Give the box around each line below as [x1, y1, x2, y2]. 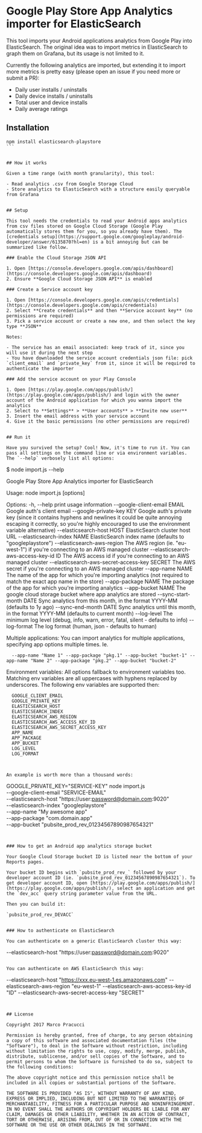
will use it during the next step [6, 350, 93, 356]
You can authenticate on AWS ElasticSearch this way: [6, 965, 145, 971]
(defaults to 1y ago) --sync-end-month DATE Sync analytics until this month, [6, 603, 196, 610]
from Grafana [6, 191, 39, 197]
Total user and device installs [14, 98, 88, 106]
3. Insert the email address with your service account [6, 413, 150, 419]
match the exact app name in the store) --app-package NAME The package [6, 578, 195, 585]
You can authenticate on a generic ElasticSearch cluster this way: [6, 938, 182, 944]
